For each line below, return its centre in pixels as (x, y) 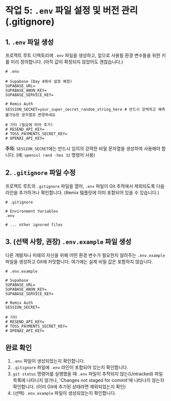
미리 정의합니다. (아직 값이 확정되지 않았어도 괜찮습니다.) (67, 62)
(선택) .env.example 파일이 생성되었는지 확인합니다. (64, 393)
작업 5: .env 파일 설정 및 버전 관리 (72, 11)
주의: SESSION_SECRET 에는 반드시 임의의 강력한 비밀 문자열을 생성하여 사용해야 (83, 149)
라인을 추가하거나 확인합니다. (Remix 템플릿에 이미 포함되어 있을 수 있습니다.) (82, 192)
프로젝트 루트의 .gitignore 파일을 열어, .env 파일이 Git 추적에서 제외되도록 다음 (85, 186)
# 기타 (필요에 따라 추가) (29, 125)
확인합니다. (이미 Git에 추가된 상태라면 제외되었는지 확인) (69, 387)
